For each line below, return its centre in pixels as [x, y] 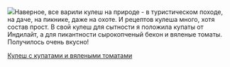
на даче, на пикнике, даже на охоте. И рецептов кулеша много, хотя [111, 19]
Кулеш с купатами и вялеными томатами [70, 55]
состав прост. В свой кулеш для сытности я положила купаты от [105, 27]
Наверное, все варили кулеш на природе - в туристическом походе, [119, 12]
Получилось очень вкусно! [48, 42]
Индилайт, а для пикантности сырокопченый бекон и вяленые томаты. [115, 34]
